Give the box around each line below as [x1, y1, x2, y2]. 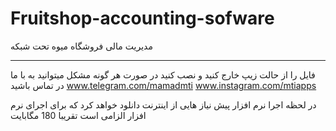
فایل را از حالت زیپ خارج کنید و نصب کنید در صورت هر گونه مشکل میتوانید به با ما [10, 68, 316, 81]
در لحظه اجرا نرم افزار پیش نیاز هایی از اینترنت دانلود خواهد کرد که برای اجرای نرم [10, 98, 317, 111]
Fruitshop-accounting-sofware [10, 7, 275, 30]
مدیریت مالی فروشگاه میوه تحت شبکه [10, 40, 153, 52]
